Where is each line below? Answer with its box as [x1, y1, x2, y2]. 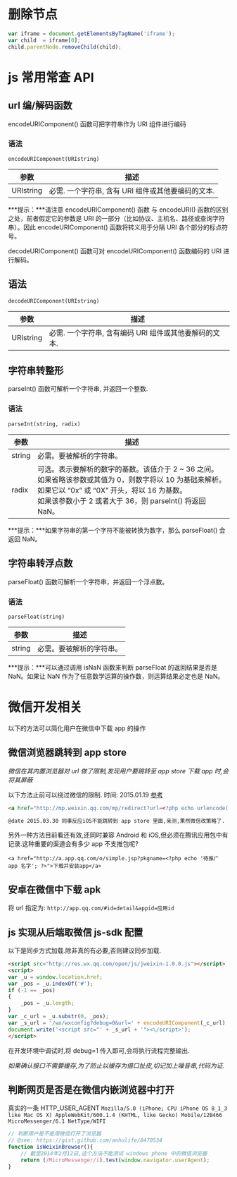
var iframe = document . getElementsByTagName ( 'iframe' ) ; [8, 30, 175, 37]
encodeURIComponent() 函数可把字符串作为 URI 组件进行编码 [8, 119, 187, 128]
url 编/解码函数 [8, 99, 72, 111]
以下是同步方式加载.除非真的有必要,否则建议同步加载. [8, 946, 162, 955]
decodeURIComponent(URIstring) [8, 297, 100, 304]
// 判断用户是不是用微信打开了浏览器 [8, 1130, 101, 1137]
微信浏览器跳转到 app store [8, 747, 127, 759]
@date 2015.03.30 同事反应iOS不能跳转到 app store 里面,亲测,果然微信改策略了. [8, 817, 226, 824]
